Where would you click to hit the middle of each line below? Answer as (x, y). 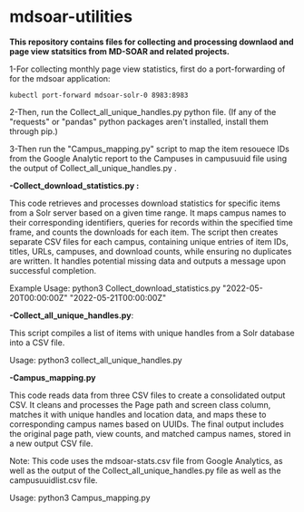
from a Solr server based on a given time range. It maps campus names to (148, 213)
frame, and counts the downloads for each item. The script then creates (144, 232)
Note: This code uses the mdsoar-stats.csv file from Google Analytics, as (146, 460)
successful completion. (53, 270)
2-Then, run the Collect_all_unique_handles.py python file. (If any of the (143, 111)
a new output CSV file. (51, 443)
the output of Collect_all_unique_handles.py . (93, 168)
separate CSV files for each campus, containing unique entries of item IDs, (149, 241)
